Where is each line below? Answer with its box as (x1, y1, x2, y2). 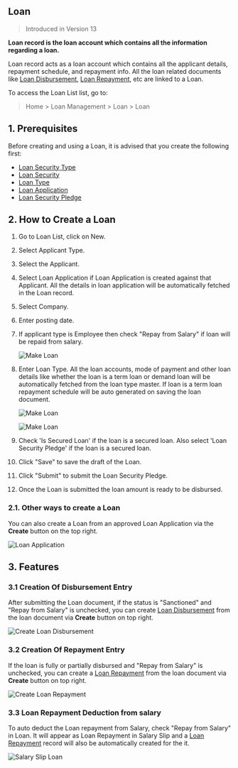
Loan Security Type (18, 163, 76, 171)
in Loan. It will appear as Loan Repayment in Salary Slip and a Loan (8, 731, 205, 740)
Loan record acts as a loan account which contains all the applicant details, (8, 60, 228, 68)
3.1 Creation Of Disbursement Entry (8, 582, 133, 592)
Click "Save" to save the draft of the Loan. (18, 458, 142, 466)
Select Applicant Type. (18, 246, 85, 255)
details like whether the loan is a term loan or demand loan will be (18, 373, 210, 381)
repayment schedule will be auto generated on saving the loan (18, 388, 201, 396)
